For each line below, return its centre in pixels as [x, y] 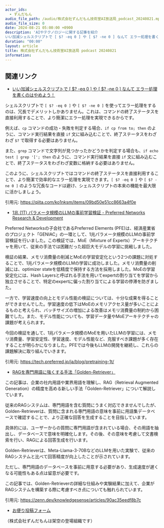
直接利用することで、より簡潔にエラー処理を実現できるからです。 [71, 118]
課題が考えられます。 [26, 323]
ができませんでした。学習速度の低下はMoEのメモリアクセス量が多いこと [78, 304]
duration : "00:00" [24, 42]
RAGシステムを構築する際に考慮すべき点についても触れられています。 [75, 490]
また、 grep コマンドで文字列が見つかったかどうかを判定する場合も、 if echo [82, 151]
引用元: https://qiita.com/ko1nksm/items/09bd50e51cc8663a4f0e [71, 202]
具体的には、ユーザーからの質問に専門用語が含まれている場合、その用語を [80, 428]
